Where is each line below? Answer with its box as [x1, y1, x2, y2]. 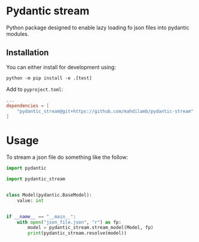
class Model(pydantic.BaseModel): [6, 192, 93, 198]
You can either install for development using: [6, 63, 117, 71]
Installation [6, 48, 49, 58]
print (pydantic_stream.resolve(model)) [27, 230, 127, 237]
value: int [17, 197, 44, 204]
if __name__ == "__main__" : [6, 213, 76, 219]
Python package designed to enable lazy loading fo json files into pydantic [6, 24, 189, 31]
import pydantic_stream [6, 176, 66, 182]
